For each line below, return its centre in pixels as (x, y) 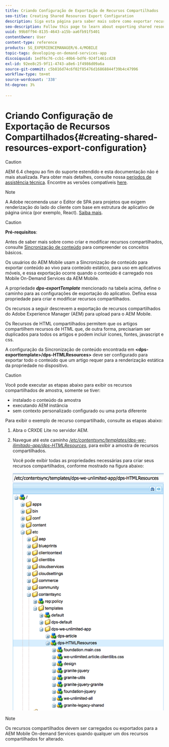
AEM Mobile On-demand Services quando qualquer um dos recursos (77, 734)
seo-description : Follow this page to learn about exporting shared (78, 27)
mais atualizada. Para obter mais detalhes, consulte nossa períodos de (78, 177)
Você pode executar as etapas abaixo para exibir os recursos (69, 385)
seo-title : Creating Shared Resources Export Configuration (70, 16)
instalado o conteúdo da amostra (47, 400)
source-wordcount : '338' (31, 80)
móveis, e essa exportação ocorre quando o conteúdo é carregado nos (79, 273)
